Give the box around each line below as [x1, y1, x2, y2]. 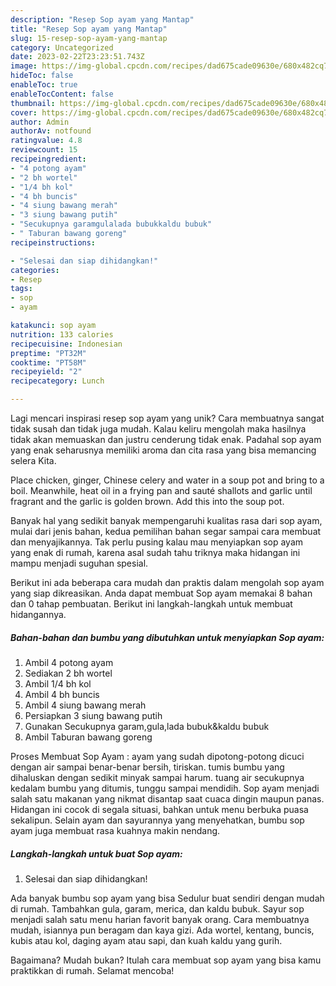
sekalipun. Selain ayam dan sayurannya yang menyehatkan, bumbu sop [10, 814, 305, 826]
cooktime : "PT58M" [10, 357, 87, 368]
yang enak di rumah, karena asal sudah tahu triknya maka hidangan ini [10, 547, 301, 558]
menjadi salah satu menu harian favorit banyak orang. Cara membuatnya [10, 913, 310, 925]
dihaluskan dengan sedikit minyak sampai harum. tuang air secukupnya [10, 771, 305, 783]
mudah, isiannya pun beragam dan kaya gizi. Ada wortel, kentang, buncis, [10, 924, 315, 936]
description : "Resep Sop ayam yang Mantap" [10, 14, 195, 25]
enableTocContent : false [10, 89, 114, 99]
